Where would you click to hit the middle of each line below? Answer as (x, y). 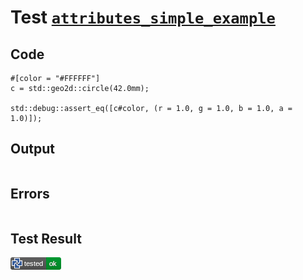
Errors (30, 194)
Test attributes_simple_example (143, 17)
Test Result (46, 239)
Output (32, 149)
